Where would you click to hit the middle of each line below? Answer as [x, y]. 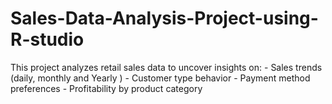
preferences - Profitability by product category [106, 88]
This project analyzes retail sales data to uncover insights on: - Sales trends [166, 67]
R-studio [47, 39]
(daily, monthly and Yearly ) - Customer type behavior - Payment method [160, 78]
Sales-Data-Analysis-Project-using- [164, 18]
